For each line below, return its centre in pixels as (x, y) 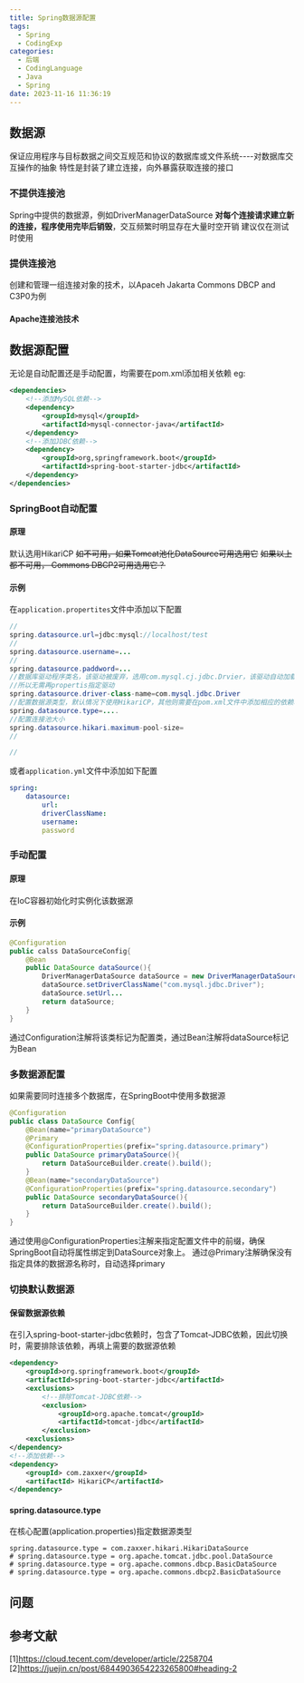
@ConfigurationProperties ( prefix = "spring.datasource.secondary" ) (152, 1189)
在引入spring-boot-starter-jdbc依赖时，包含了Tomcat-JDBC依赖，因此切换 (149, 1335)
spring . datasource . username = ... (70, 651)
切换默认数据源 (42, 1289)
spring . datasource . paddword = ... (70, 669)
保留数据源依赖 (37, 1313)
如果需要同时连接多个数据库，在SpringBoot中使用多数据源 (118, 1095)
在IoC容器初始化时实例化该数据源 (71, 900)
